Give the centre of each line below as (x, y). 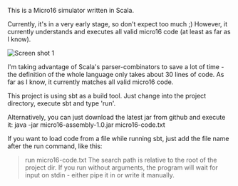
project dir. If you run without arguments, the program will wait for (121, 167)
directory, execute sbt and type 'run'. (62, 103)
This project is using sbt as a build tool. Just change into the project (107, 96)
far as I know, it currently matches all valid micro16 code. (90, 82)
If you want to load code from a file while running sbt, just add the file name (118, 139)
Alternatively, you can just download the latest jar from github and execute (117, 117)
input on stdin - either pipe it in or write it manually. (99, 175)
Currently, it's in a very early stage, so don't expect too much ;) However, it (118, 24)
